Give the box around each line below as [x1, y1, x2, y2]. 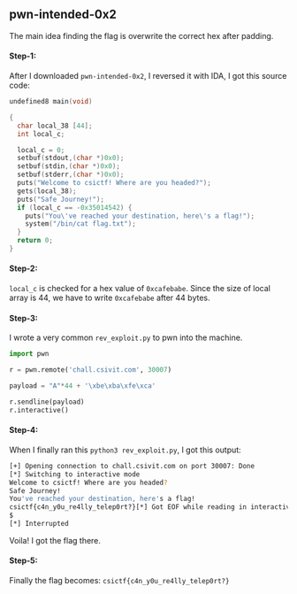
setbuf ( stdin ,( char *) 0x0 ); [17, 162, 121, 171]
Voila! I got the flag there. [9, 535, 102, 545]
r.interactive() [9, 405, 69, 414]
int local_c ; [17, 129, 65, 138]
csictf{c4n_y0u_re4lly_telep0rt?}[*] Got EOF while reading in [9, 503, 247, 512]
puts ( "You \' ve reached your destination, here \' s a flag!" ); [25, 212, 255, 220]
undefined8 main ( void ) [9, 97, 93, 106]
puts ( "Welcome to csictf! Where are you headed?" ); [17, 179, 212, 188]
